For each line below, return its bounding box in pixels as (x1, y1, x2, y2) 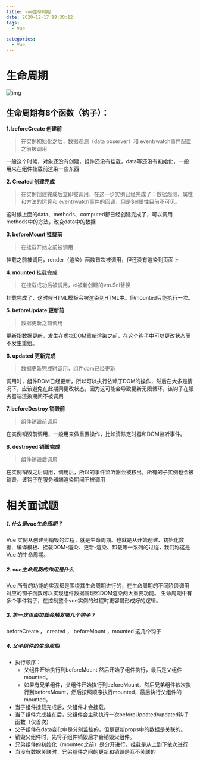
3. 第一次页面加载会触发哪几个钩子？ (6, 611, 96, 619)
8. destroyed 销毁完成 (6, 443, 61, 450)
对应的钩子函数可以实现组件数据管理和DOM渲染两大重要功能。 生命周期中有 (6, 589, 192, 597)
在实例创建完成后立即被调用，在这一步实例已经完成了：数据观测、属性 (20, 190, 193, 197)
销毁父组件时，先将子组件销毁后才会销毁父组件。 (14, 733, 135, 740)
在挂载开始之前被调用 (20, 243, 73, 250)
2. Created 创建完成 (6, 178, 55, 185)
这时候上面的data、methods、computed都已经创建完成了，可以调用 (6, 210, 173, 218)
